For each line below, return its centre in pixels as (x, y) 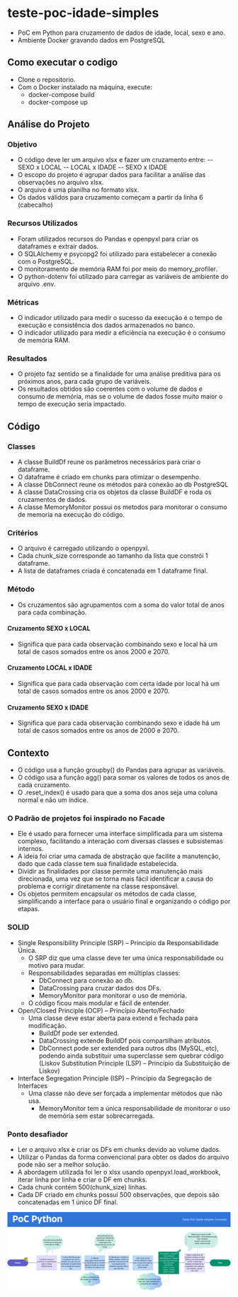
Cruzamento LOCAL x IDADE (50, 668)
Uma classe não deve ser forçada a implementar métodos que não (125, 1093)
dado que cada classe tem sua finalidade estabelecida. (98, 864)
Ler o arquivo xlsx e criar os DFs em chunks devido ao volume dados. (119, 1149)
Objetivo (22, 144)
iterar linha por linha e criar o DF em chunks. (82, 1179)
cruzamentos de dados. (52, 500)
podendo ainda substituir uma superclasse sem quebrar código (131, 1056)
